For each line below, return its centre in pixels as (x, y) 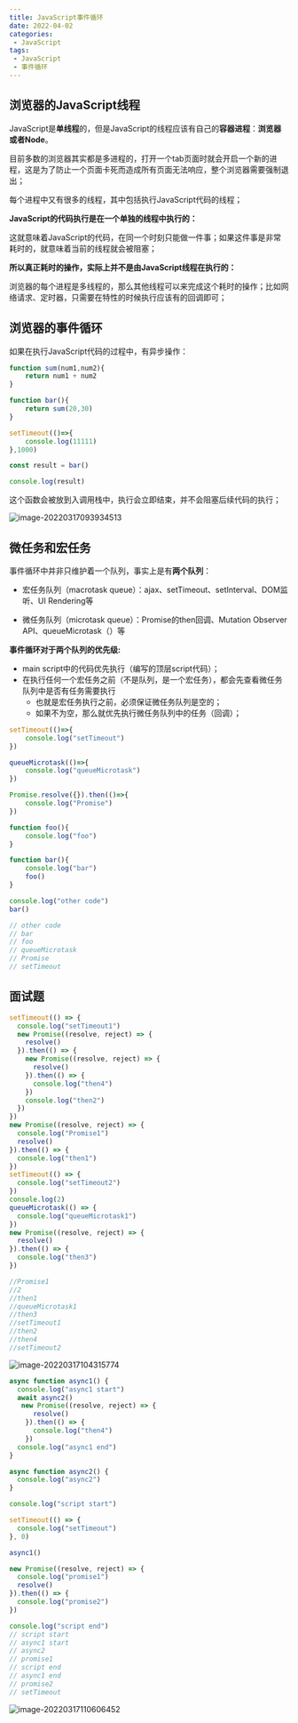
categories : (31, 34)
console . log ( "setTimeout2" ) (69, 1183)
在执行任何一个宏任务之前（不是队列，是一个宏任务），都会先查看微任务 (152, 679)
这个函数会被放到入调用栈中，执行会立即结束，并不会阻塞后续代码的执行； (145, 500)
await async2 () (45, 1398)
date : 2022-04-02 (41, 26)
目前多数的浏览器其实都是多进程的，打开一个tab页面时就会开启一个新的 (140, 158)
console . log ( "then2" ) (65, 1100)
